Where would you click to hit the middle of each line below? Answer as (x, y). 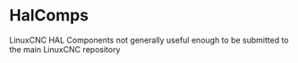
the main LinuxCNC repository (65, 49)
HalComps (49, 16)
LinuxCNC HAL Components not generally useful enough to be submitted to (149, 40)
